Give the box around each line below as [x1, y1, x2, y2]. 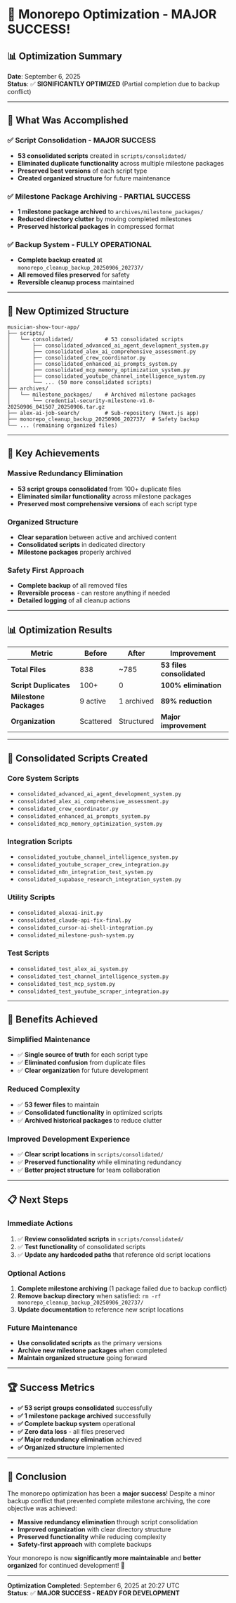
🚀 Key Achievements [7, 447, 100, 459]
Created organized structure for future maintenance [17, 173, 171, 182]
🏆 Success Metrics [7, 1381, 95, 1393]
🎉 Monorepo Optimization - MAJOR [7, 6, 217, 22]
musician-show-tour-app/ [7, 324, 80, 331]
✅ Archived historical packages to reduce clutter [17, 1116, 162, 1124]
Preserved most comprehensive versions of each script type [17, 499, 197, 508]
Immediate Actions [7, 1218, 74, 1228]
